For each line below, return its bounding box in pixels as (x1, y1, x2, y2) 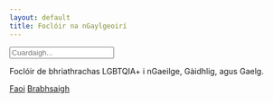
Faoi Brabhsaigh (9, 82, 71, 94)
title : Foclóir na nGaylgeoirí (9, 21, 127, 30)
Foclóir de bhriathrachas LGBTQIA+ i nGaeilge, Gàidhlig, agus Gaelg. (9, 65, 264, 76)
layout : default (9, 13, 71, 22)
